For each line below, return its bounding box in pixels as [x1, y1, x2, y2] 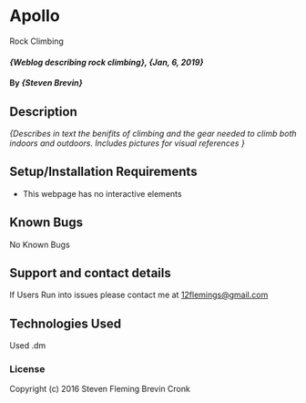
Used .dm [9, 340, 46, 351]
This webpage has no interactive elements [22, 188, 182, 199]
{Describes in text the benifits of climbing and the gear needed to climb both [9, 128, 298, 139]
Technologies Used [9, 315, 121, 331]
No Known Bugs [9, 239, 70, 250]
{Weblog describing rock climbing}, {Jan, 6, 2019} [9, 57, 204, 67]
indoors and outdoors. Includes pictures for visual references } [9, 138, 246, 149]
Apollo [9, 5, 61, 26]
